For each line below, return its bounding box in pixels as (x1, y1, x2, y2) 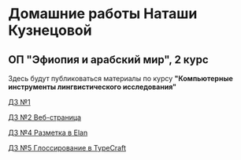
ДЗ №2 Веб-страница (8, 113, 81, 122)
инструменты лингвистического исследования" (8, 82, 177, 91)
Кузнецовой (8, 21, 92, 39)
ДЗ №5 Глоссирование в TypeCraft (8, 143, 127, 152)
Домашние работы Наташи (8, 5, 198, 23)
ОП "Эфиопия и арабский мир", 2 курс (8, 53, 209, 66)
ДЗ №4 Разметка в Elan (8, 128, 88, 137)
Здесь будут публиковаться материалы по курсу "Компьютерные (8, 74, 234, 83)
